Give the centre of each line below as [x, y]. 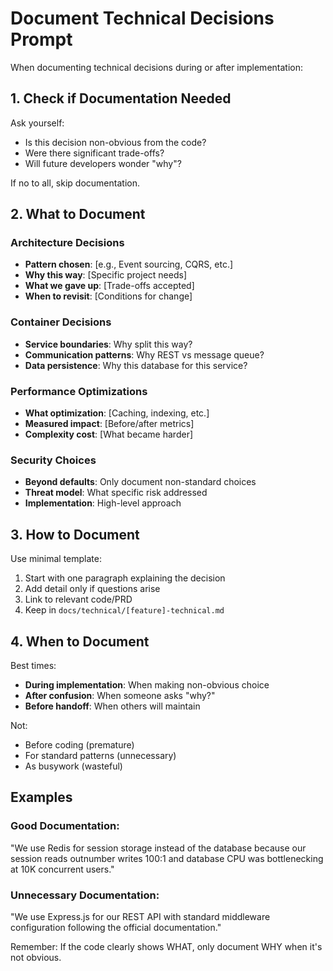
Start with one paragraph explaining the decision [125, 578]
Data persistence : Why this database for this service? [136, 365]
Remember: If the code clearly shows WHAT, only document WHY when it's [166, 946]
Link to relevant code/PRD [78, 599]
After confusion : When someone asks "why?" [120, 695]
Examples [41, 797]
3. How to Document [75, 534]
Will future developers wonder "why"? [103, 163]
